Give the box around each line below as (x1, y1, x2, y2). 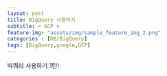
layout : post (7, 10, 45, 17)
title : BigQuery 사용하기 (7, 16, 76, 23)
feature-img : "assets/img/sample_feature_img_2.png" (7, 29, 162, 36)
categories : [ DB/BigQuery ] (7, 36, 88, 42)
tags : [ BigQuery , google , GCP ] (7, 42, 91, 49)
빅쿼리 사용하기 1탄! (7, 62, 60, 69)
